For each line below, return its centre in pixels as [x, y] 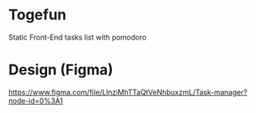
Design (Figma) [61, 70]
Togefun [38, 15]
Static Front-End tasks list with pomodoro [78, 37]
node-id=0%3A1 [36, 100]
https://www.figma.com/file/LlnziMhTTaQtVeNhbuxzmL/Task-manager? [128, 92]
